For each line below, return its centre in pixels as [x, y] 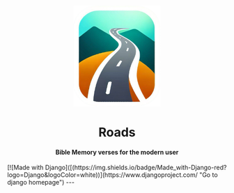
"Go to [209, 175]
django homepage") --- [41, 183]
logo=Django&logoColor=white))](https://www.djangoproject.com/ [103, 175]
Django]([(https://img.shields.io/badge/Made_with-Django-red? [136, 168]
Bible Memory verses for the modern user [117, 152]
